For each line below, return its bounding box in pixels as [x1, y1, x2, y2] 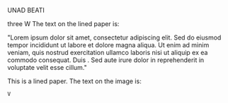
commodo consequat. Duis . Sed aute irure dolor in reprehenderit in [7, 56, 205, 64]
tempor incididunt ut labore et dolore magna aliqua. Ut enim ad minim [7, 41, 210, 49]
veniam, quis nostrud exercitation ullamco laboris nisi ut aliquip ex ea [7, 49, 208, 56]
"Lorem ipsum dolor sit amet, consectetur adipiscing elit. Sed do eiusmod [7, 33, 222, 42]
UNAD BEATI [7, 6, 45, 14]
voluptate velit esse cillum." [7, 63, 87, 71]
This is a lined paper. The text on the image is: [7, 77, 142, 85]
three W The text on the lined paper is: [7, 20, 120, 28]
